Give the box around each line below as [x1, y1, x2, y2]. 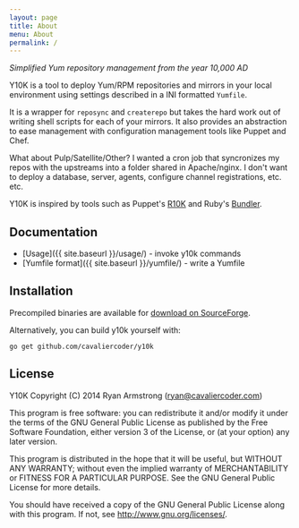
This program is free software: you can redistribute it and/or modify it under [9, 407, 288, 418]
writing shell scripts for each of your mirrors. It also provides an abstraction [9, 116, 287, 127]
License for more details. [9, 481, 101, 492]
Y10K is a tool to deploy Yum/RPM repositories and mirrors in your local [9, 80, 273, 90]
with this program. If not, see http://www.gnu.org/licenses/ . [9, 508, 228, 519]
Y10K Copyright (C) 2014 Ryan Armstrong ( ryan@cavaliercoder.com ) [9, 390, 263, 401]
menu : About [9, 30, 54, 38]
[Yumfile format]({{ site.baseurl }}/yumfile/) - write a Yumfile [21, 258, 245, 268]
